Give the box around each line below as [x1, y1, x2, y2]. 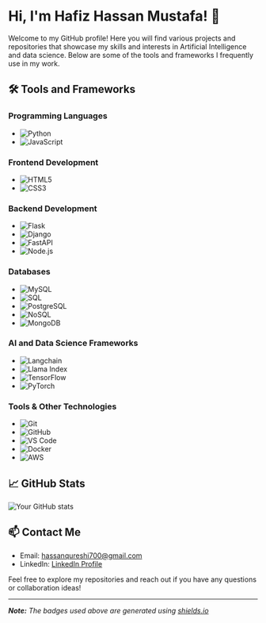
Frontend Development [8, 156, 99, 167]
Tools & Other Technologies [8, 401, 117, 412]
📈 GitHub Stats [8, 476, 85, 490]
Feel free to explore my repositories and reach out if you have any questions [8, 575, 257, 584]
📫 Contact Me [8, 525, 82, 539]
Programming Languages [8, 110, 108, 121]
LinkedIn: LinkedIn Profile [19, 559, 103, 568]
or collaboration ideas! [8, 583, 82, 592]
